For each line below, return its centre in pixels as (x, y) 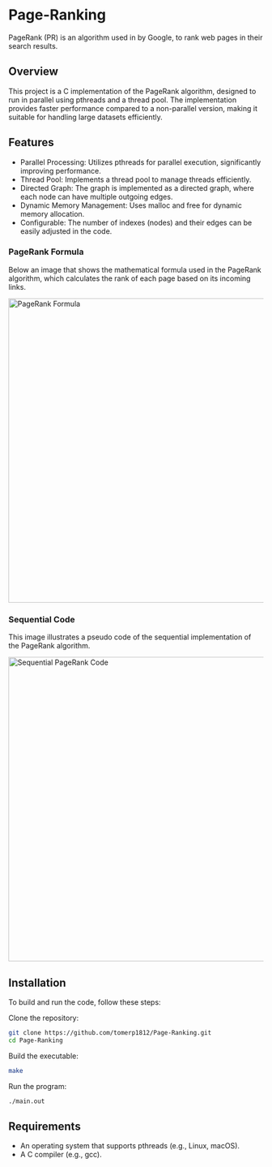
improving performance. (60, 170)
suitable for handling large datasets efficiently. (86, 117)
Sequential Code (42, 619)
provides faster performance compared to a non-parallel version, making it (133, 108)
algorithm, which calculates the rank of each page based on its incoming (130, 278)
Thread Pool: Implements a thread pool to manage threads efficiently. (136, 179)
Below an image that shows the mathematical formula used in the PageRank (135, 269)
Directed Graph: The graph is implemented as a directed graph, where (137, 187)
